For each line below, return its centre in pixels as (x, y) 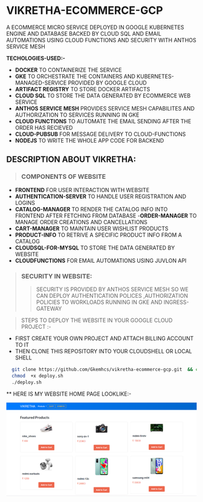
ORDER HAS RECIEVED (44, 127)
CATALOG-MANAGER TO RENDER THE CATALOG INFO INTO (91, 209)
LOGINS (25, 202)
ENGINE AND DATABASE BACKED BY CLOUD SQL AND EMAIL (84, 33)
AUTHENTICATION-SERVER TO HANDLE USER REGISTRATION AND (100, 196)
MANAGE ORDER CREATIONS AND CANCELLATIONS (81, 222)
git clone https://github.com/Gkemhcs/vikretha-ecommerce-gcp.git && (102, 369)
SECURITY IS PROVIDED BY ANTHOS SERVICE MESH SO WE (112, 289)
